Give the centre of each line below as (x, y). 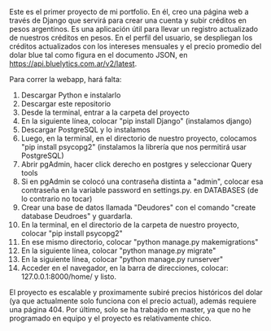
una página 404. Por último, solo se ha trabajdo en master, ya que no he (130, 309)
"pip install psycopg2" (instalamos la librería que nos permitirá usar (134, 147)
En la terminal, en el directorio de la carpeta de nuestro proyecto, (130, 224)
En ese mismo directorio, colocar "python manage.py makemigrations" (140, 242)
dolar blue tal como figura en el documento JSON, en (98, 55)
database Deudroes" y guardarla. (77, 216)
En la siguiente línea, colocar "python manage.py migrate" (118, 250)
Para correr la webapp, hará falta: (66, 79)
